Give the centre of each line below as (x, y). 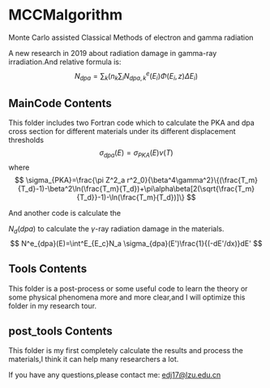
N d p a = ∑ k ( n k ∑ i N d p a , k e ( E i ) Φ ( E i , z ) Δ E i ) (136, 76)
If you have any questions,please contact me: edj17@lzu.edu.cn (115, 375)
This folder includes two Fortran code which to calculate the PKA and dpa (132, 123)
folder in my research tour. (53, 305)
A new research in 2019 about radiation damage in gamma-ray (113, 53)
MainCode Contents (60, 103)
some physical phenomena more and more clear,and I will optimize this (127, 297)
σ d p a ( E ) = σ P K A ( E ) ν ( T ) (136, 153)
